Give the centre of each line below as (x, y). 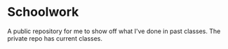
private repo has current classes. (55, 38)
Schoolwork (43, 12)
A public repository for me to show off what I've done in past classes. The (114, 31)
